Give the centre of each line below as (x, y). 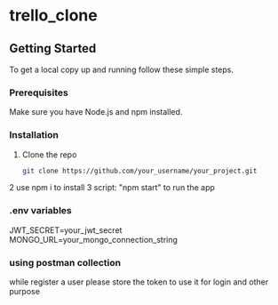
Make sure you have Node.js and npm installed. (96, 112)
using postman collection (65, 262)
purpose (24, 292)
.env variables (41, 211)
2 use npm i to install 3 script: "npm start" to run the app (112, 188)
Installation (34, 135)
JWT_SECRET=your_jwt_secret (66, 230)
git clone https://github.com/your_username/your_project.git (139, 171)
